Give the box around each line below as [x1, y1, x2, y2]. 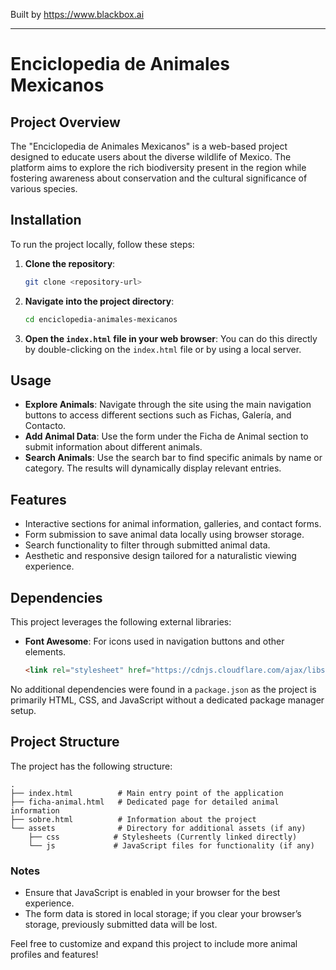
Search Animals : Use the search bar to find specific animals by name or [24, 452, 323, 464]
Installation [10, 212, 82, 229]
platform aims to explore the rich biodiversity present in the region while [10, 162, 307, 173]
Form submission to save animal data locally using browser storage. [24, 529, 305, 541]
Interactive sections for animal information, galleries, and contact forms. [24, 518, 322, 530]
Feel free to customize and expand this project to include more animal [10, 937, 298, 949]
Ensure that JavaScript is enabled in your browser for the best [24, 886, 281, 898]
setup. [10, 704, 37, 716]
